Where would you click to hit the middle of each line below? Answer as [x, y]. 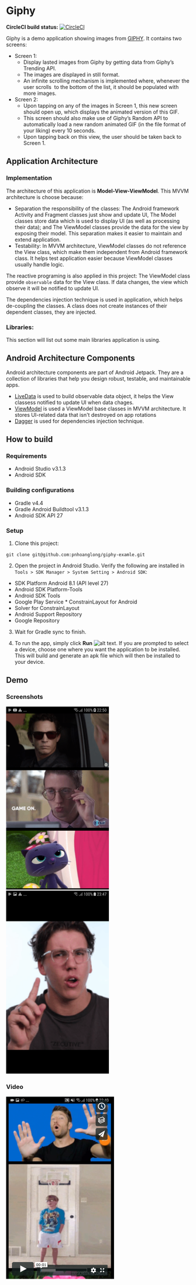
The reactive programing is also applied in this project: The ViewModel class [98, 276]
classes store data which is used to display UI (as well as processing [97, 221]
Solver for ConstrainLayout [47, 608]
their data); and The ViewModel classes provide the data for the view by [102, 227]
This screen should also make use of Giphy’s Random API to [96, 118]
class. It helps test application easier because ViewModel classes [93, 258]
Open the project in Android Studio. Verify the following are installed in [99, 566]
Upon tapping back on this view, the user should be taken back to [102, 136]
